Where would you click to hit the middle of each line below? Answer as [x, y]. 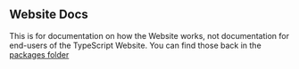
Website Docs [49, 15]
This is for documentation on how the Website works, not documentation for [149, 35]
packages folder [39, 54]
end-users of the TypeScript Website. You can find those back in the [135, 45]
